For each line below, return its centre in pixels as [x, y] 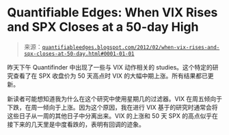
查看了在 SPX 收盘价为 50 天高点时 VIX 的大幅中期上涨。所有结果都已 [110, 76]
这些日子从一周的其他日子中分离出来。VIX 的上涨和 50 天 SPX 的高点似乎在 [113, 116]
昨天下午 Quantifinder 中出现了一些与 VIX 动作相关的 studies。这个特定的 [110, 67]
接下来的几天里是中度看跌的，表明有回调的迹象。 [76, 124]
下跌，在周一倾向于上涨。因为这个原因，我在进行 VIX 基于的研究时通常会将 [112, 107]
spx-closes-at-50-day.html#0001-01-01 [79, 54]
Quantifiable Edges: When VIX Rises [112, 13]
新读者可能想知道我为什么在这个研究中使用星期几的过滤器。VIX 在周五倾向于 [114, 99]
